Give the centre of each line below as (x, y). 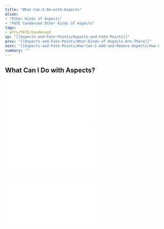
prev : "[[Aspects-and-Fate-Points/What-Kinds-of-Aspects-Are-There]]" (78, 42)
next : (10, 46)
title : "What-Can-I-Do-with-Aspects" (43, 10)
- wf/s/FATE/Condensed (28, 32)
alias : (12, 14)
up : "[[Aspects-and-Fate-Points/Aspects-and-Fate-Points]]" (68, 37)
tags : (10, 28)
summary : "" (17, 50)
